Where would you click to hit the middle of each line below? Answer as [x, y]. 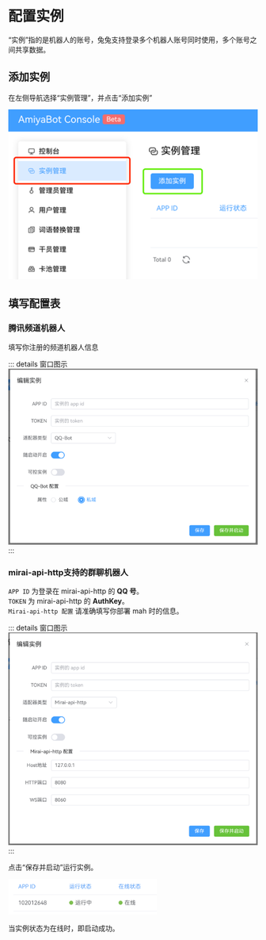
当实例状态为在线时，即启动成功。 [64, 928]
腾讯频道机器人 [37, 328]
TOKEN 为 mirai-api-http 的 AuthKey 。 [68, 601]
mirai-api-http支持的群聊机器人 [68, 572]
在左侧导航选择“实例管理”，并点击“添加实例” [80, 98]
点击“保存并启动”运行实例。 [53, 867]
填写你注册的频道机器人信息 [53, 347]
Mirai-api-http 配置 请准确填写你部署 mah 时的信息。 [96, 611]
